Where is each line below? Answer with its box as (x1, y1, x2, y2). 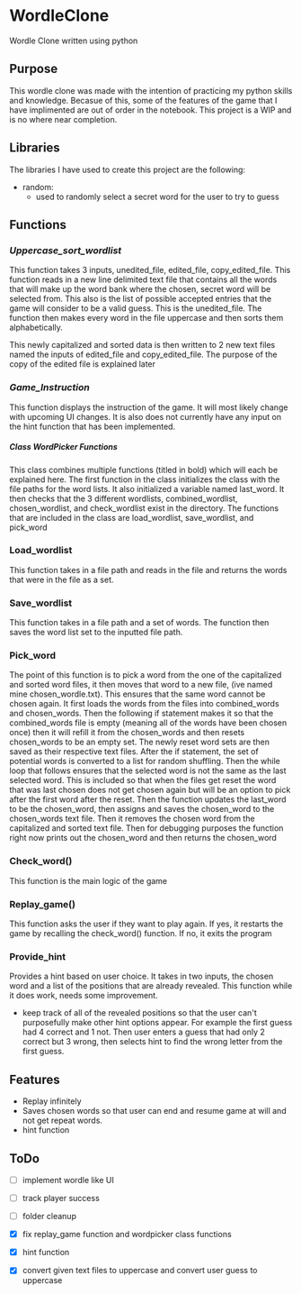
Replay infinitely (22, 1096, 83, 1107)
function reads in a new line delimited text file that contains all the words (9, 274, 278, 285)
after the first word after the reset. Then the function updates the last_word (9, 794, 287, 805)
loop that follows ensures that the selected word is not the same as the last (9, 765, 287, 776)
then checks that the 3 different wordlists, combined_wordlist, (9, 493, 238, 504)
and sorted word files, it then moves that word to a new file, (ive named (9, 679, 273, 690)
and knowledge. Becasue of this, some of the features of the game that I (9, 95, 278, 105)
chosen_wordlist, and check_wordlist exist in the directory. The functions (9, 502, 279, 514)
